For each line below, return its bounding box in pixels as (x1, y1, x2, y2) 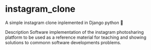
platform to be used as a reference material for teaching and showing (5, 34, 147, 40)
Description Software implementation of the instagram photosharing (5, 29, 144, 35)
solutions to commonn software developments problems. (5, 39, 121, 45)
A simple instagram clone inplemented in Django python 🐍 (5, 20, 124, 25)
